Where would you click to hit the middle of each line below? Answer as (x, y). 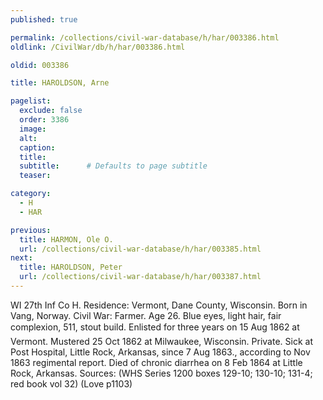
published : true (44, 19)
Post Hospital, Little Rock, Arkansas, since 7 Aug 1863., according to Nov (160, 352)
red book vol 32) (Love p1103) (71, 383)
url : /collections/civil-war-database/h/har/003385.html (140, 249)
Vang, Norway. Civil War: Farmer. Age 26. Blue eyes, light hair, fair (146, 315)
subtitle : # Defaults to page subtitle (113, 166)
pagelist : (31, 101)
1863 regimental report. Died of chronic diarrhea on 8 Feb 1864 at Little (156, 362)
